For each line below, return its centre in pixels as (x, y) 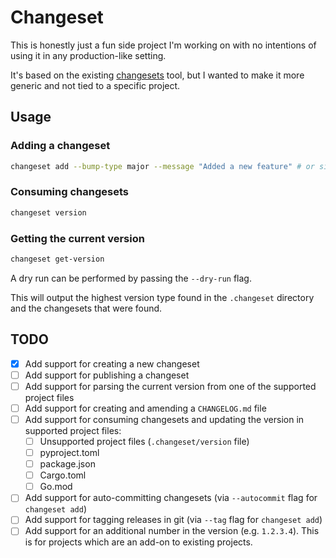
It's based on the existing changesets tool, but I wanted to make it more (157, 75)
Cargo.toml (63, 475)
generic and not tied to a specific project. (95, 85)
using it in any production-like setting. (88, 55)
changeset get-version (57, 259)
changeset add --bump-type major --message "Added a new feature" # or (162, 166)
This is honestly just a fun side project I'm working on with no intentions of (163, 45)
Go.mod (56, 487)
